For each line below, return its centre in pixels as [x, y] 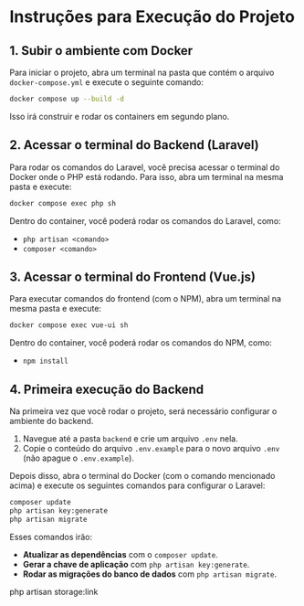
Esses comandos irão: [51, 537]
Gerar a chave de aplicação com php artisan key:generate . [136, 564]
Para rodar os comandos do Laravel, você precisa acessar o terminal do [145, 167]
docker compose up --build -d [67, 99]
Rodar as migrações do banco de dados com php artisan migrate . [149, 574]
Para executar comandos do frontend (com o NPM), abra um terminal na [145, 299]
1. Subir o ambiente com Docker [101, 51]
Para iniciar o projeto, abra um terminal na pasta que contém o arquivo [142, 72]
